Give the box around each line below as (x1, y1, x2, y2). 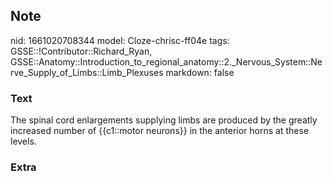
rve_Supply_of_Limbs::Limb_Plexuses (10, 66, 164, 78)
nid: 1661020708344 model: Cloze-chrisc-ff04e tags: (10, 34, 230, 46)
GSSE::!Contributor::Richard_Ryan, (10, 45, 153, 57)
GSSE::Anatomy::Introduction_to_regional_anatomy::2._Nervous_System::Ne (10, 55, 323, 68)
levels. (10, 135, 37, 148)
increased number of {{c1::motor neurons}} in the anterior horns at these (10, 125, 310, 137)
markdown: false (165, 66, 235, 78)
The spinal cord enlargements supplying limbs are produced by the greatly (10, 114, 318, 126)
